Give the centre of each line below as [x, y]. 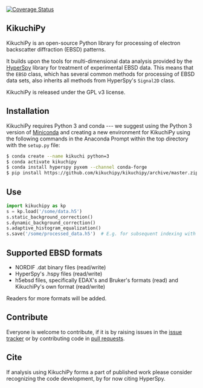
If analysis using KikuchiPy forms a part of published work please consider [99, 372]
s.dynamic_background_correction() [51, 223]
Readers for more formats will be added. [56, 298]
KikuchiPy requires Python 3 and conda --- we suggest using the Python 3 [99, 126]
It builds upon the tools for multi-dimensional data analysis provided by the [99, 61]
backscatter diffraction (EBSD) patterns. [56, 49]
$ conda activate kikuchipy [42, 162]
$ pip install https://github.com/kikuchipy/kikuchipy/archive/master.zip [102, 173]
